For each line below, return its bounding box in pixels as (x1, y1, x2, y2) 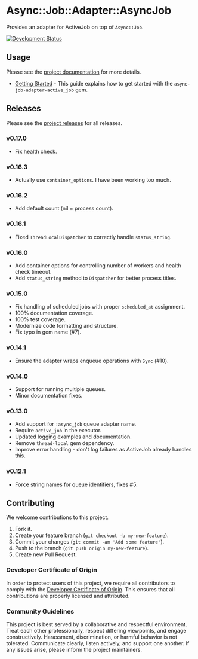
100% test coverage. (14, 316, 66, 323)
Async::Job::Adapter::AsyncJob (6, 4, 172, 17)
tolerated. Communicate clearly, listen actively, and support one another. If (6, 639, 190, 646)
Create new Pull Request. (14, 551, 78, 558)
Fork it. (14, 526, 33, 533)
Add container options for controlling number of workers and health (14, 262, 181, 269)
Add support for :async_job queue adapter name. (14, 420, 137, 428)
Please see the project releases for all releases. (6, 119, 122, 126)
